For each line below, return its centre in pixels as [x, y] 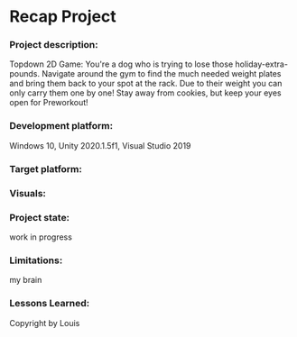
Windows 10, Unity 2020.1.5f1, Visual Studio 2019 [100, 145]
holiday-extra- [261, 64]
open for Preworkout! [49, 103]
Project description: [54, 45]
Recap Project [63, 17]
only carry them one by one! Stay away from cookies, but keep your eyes [145, 93]
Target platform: [46, 168]
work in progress [41, 237]
